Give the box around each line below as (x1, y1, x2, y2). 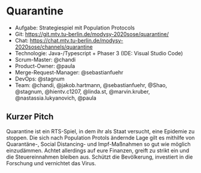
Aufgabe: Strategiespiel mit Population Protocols (14, 24, 135, 31)
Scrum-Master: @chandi (14, 56, 76, 63)
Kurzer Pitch (6, 112, 54, 122)
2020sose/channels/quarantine (14, 43, 93, 50)
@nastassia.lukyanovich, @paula (14, 94, 97, 102)
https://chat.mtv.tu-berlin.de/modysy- (29, 37, 124, 44)
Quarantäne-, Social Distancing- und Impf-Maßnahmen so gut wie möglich (6, 140, 191, 148)
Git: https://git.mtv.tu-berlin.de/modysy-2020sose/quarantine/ (14, 30, 169, 37)
